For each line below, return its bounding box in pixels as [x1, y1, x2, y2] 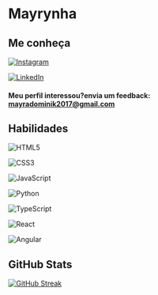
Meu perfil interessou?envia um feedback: [8, 90, 151, 100]
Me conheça [8, 36, 71, 50]
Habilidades [8, 122, 69, 135]
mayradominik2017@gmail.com [8, 99, 115, 108]
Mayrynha [8, 5, 77, 23]
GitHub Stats [8, 258, 73, 271]
